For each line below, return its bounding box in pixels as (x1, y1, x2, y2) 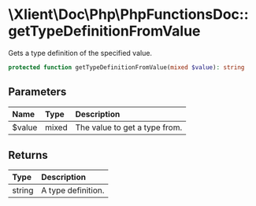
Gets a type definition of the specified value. (8, 48, 152, 57)
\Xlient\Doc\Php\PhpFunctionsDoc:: (8, 6, 249, 24)
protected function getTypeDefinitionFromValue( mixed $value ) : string (8, 63, 245, 72)
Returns (8, 149, 49, 162)
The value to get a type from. (75, 122, 183, 133)
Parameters (8, 85, 67, 99)
